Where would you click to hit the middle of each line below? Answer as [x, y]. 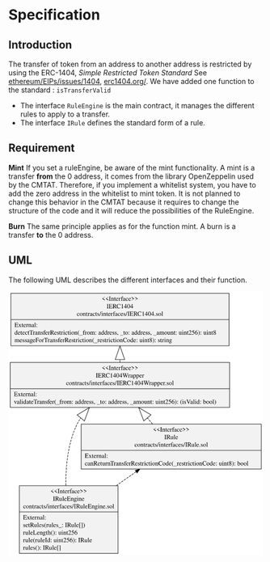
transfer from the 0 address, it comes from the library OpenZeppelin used [131, 176]
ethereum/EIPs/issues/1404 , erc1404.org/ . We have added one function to [131, 81]
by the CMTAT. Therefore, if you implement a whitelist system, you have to [132, 184]
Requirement [42, 148]
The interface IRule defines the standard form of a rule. [113, 123]
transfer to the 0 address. [51, 235]
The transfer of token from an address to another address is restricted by [130, 64]
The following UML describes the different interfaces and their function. [128, 280]
